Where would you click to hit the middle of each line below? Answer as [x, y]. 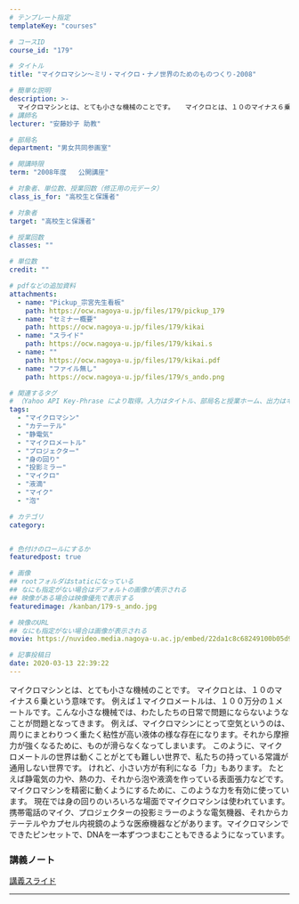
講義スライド [32, 881]
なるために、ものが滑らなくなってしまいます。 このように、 [149, 745]
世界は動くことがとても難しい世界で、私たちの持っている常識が [172, 756]
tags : [19, 410]
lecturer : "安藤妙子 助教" [55, 124]
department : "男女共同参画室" [61, 148]
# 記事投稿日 [30, 656]
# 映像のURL [29, 623]
